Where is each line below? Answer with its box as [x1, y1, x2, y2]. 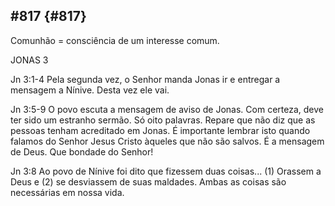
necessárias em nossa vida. [10, 186, 125, 198]
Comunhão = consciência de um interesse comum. [10, 34, 220, 46]
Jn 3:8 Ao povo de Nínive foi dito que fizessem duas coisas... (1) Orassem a [10, 165, 322, 177]
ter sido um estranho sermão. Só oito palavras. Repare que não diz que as [10, 114, 316, 126]
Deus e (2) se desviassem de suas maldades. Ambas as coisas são [10, 175, 287, 188]
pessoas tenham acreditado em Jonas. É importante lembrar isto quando [10, 124, 311, 136]
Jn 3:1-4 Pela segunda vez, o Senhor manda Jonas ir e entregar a [10, 73, 281, 85]
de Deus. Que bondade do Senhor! [10, 145, 154, 158]
